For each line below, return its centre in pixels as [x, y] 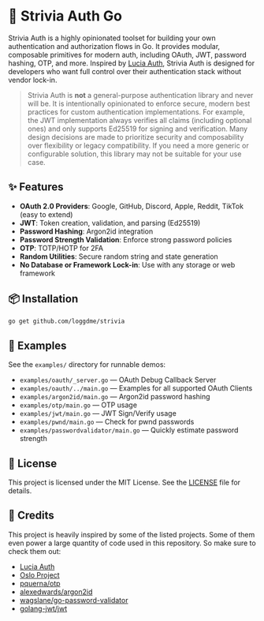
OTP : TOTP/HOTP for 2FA [61, 248]
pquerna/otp [40, 583]
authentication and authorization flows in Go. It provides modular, [114, 46]
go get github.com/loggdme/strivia [67, 321]
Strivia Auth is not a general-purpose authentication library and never [140, 95]
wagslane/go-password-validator [74, 600]
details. [20, 491]
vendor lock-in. [33, 80]
